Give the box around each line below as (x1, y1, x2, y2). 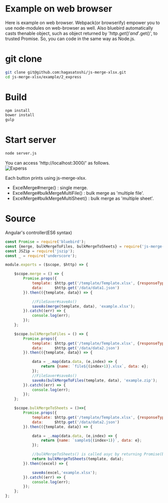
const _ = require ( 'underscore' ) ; (5, 253, 77, 259)
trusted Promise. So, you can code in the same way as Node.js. (5, 36, 135, 42)
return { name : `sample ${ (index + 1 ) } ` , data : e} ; (40, 438, 142, 443)
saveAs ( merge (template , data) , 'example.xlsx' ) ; (31, 304, 135, 309)
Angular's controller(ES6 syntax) (5, 229, 72, 235)
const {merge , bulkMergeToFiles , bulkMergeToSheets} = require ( (5, 244, 142, 249)
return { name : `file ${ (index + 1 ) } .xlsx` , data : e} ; (40, 364, 149, 369)
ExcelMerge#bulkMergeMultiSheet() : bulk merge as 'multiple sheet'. (12, 195, 154, 201)
